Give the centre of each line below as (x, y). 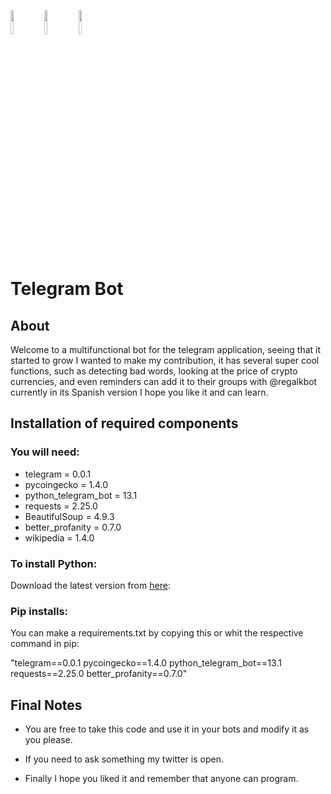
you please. (48, 740)
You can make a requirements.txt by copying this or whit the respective (157, 633)
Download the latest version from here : (90, 585)
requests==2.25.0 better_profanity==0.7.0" (99, 674)
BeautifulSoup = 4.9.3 (69, 516)
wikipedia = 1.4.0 (59, 537)
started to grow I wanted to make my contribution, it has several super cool (165, 360)
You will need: (45, 452)
